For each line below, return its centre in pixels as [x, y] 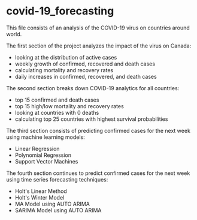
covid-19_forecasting [60, 11]
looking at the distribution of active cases [66, 57]
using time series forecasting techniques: [57, 179]
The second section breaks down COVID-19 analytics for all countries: [93, 88]
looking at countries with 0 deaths [57, 112]
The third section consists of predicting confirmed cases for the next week [98, 130]
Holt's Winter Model [40, 197]
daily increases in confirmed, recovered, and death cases [86, 76]
